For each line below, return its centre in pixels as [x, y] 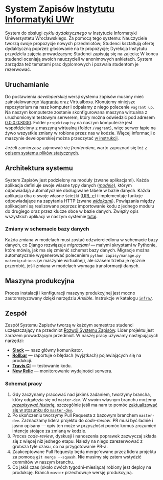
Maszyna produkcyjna [40, 281]
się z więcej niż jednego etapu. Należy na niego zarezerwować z [77, 441]
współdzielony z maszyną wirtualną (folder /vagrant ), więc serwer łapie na [80, 128]
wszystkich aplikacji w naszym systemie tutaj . [51, 216]
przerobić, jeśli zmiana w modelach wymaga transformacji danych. [72, 266]
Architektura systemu [39, 168]
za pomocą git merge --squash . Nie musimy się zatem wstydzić [77, 457]
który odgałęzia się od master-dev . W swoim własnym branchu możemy [84, 399]
